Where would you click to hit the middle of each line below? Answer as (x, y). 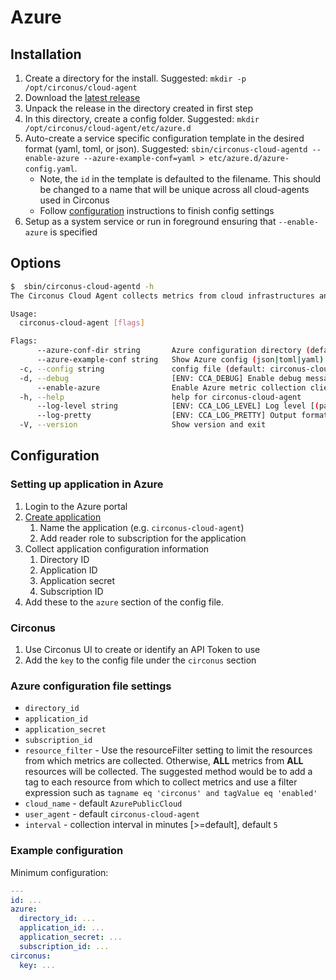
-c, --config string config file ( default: (143, 369)
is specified (73, 232)
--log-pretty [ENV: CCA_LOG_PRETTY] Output (167, 416)
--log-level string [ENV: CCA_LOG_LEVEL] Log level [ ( (178, 406)
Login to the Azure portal (76, 506)
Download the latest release (82, 97)
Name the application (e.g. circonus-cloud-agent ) (142, 527)
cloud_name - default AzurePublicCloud (103, 803)
